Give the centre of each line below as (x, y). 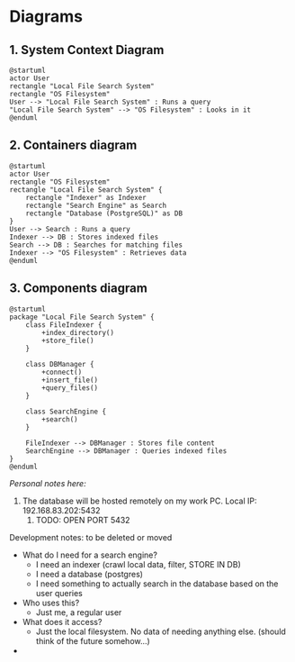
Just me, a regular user (79, 612)
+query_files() (70, 388)
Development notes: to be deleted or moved (91, 537)
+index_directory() (78, 332)
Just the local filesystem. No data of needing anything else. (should (161, 631)
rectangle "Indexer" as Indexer (86, 197)
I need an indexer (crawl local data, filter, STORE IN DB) (138, 564)
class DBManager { (60, 364)
